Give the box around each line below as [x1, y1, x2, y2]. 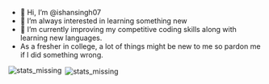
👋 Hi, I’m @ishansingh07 [19, 8, 102, 17]
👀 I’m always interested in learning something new [19, 16, 187, 26]
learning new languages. [19, 33, 103, 42]
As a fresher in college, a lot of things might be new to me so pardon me [19, 42, 261, 51]
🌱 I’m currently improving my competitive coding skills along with [19, 25, 237, 34]
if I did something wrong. [19, 50, 103, 59]
